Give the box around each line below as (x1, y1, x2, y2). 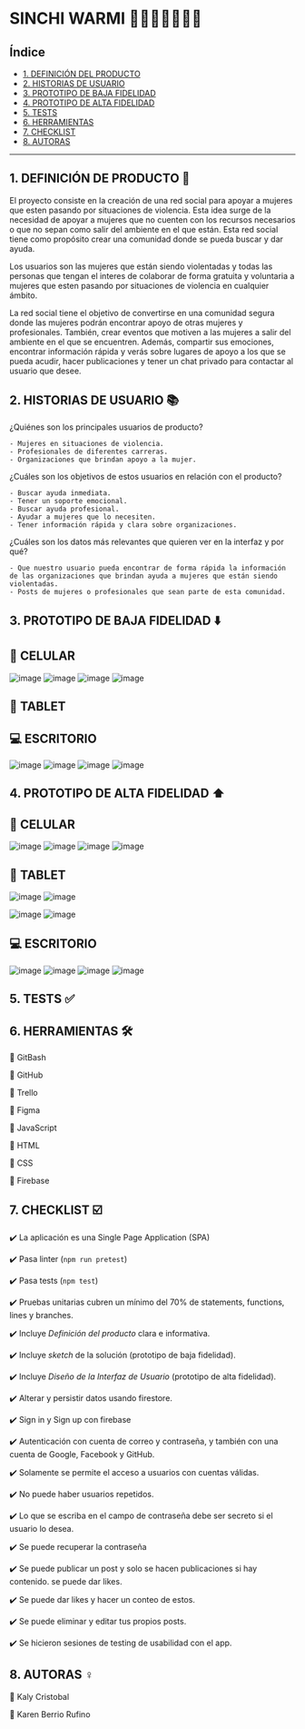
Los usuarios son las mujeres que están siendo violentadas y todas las (9, 261, 273, 272)
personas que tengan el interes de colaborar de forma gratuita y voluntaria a (9, 270, 295, 281)
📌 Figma (9, 1105, 41, 1116)
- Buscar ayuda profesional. (9, 504, 120, 513)
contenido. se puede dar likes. (9, 1575, 123, 1586)
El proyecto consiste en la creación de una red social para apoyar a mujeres (9, 194, 293, 205)
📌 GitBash (9, 1052, 47, 1063)
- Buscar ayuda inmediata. (9, 488, 112, 498)
